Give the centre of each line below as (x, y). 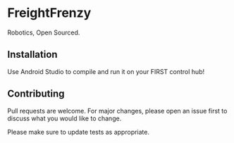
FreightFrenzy (49, 13)
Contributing (36, 94)
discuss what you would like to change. (64, 118)
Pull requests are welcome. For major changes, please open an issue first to (117, 111)
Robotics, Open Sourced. (44, 32)
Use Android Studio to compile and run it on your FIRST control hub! (106, 71)
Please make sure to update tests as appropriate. (79, 132)
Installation (32, 55)
